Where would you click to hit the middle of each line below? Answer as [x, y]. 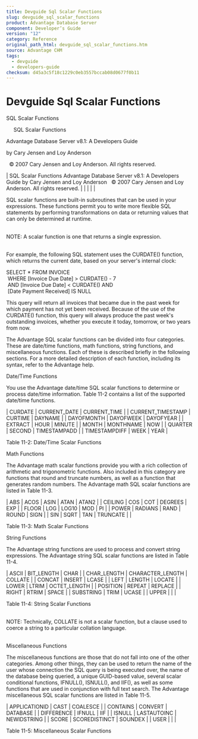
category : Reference [32, 39]
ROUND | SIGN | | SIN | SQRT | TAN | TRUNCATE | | [69, 515]
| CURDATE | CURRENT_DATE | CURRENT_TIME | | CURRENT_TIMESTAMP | [98, 412]
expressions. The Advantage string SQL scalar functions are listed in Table [98, 555]
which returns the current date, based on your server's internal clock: [91, 261]
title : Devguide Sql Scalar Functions [54, 12]
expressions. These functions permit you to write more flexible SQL [89, 206]
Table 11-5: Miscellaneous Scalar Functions [59, 731]
